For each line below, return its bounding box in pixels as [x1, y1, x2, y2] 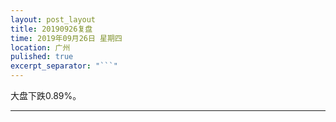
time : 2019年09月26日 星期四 [10, 33, 123, 43]
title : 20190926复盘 [10, 24, 93, 34]
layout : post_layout [10, 14, 97, 25]
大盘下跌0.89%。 [10, 90, 82, 101]
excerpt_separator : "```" [10, 61, 118, 71]
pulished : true [10, 52, 74, 62]
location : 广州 [10, 42, 71, 53]
